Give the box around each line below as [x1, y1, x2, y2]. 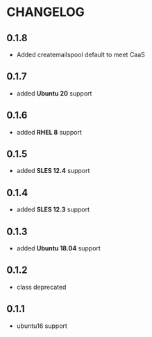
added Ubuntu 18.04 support [16, 244, 101, 253]
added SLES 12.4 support [16, 167, 90, 175]
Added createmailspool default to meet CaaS [16, 50, 145, 59]
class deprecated [16, 283, 67, 291]
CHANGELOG [6, 4, 85, 20]
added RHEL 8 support [16, 128, 83, 136]
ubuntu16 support [16, 322, 67, 330]
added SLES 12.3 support [16, 205, 90, 214]
